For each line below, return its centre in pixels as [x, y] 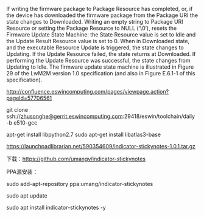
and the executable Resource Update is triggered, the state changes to [95, 47]
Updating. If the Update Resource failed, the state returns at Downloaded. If [101, 54]
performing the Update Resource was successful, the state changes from [98, 60]
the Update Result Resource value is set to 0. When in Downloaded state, [98, 41]
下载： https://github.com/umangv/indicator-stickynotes [76, 159]
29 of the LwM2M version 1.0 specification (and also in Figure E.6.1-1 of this [101, 73]
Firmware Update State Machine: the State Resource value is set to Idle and [101, 35]
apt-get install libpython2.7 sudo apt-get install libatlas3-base [84, 134]
